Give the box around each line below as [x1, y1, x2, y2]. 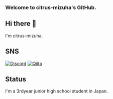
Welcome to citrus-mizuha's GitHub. [5, 4, 96, 11]
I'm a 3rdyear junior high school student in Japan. [5, 88, 108, 94]
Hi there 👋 [5, 19, 37, 28]
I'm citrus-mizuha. [5, 32, 43, 38]
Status [5, 74, 27, 83]
